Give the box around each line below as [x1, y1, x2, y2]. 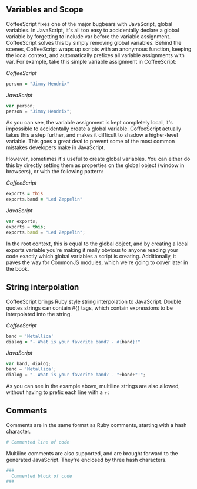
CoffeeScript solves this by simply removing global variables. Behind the [6, 39, 182, 46]
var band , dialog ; [6, 361, 51, 367]
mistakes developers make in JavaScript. [6, 144, 106, 151]
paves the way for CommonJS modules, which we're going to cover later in [6, 259, 188, 266]
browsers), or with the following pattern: [6, 168, 103, 175]
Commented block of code [11, 473, 72, 479]
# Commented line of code [6, 439, 69, 445]
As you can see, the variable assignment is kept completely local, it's [6, 119, 173, 126]
